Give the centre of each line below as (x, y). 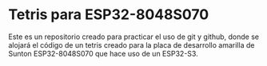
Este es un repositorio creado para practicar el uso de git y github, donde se (134, 37)
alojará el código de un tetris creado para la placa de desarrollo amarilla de (132, 45)
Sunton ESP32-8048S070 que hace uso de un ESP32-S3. (103, 53)
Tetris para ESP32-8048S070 (109, 15)
